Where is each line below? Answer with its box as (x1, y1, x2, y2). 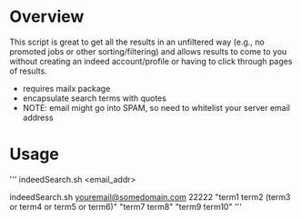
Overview (9, 6, 85, 27)
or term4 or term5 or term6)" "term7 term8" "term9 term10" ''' (9, 201, 243, 212)
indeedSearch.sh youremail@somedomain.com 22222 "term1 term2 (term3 (9, 191, 291, 202)
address (22, 112, 54, 123)
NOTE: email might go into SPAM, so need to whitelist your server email (22, 102, 291, 113)
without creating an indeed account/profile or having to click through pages (9, 55, 293, 66)
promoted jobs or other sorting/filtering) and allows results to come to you (9, 45, 287, 56)
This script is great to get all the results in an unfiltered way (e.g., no (9, 36, 266, 47)
